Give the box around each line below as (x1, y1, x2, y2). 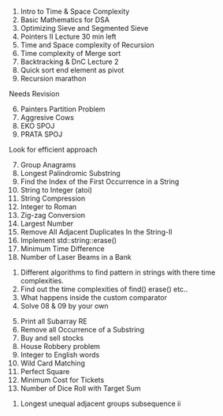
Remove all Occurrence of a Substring (20, 325, 145, 334)
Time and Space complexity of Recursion (20, 40, 154, 50)
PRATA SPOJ (20, 129, 63, 139)
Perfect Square (20, 367, 70, 376)
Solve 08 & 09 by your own (20, 302, 109, 310)
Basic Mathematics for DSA (20, 15, 110, 24)
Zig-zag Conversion (20, 211, 86, 219)
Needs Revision (9, 89, 60, 98)
